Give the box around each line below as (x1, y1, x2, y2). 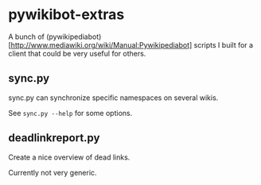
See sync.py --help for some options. (8, 108, 133, 118)
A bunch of (8, 32, 45, 41)
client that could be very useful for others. (8, 48, 146, 58)
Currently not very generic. (8, 168, 97, 177)
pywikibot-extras (8, 6, 125, 24)
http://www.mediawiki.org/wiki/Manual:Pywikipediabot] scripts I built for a (10, 40, 253, 49)
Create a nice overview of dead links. (8, 152, 130, 162)
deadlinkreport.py (8, 131, 100, 145)
